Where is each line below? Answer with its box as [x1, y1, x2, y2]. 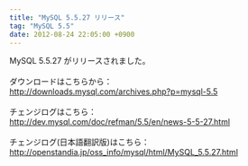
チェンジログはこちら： [9, 107, 96, 118]
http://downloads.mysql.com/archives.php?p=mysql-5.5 [9, 86, 218, 97]
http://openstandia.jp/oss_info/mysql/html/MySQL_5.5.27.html [9, 147, 239, 158]
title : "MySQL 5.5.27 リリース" [9, 13, 125, 22]
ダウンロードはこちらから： [9, 76, 113, 87]
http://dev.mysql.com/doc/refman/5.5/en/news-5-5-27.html [9, 117, 231, 127]
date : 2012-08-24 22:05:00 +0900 [9, 30, 135, 39]
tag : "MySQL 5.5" [9, 22, 75, 31]
